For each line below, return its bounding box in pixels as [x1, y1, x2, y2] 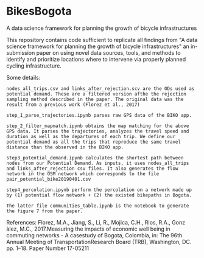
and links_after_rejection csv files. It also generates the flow [6, 166, 178, 172]
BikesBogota [6, 4, 72, 18]
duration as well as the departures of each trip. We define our [6, 133, 175, 139]
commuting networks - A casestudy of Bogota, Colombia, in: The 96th [6, 231, 183, 239]
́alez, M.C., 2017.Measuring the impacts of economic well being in [6, 225, 171, 232]
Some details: [6, 74, 41, 81]
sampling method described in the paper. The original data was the [6, 96, 184, 102]
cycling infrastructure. [6, 62, 62, 69]
